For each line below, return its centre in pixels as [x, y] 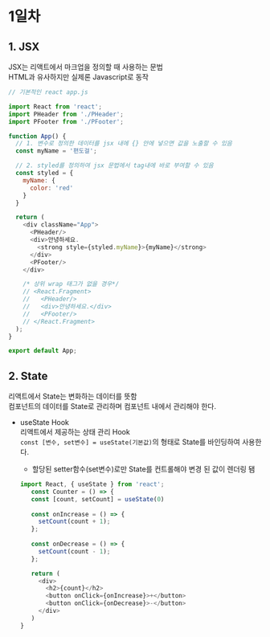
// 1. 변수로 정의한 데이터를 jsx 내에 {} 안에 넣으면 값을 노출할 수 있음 [124, 144]
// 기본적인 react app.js [48, 92]
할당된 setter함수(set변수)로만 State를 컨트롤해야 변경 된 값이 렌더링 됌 [143, 469]
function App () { [37, 136]
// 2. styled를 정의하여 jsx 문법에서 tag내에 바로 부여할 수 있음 [115, 165]
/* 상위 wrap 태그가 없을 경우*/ [71, 284]
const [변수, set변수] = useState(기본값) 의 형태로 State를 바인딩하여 [130, 442]
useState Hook [45, 423]
